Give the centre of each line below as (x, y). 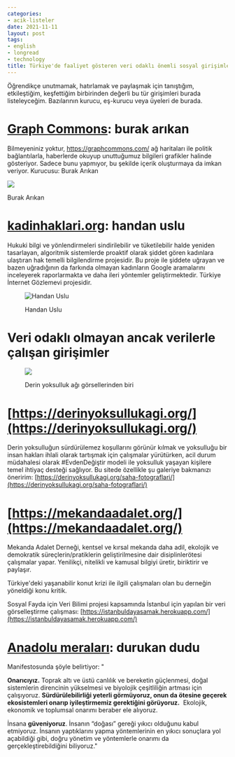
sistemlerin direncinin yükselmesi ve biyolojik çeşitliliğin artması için (105, 688)
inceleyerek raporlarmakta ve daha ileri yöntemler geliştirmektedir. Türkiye (114, 275)
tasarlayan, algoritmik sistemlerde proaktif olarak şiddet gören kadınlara (111, 252)
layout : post (26, 33)
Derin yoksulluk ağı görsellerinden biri (79, 385)
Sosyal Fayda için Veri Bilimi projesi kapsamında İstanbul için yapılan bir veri (116, 604)
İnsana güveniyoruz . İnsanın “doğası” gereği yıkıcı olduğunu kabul (103, 724)
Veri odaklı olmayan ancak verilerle (111, 338)
